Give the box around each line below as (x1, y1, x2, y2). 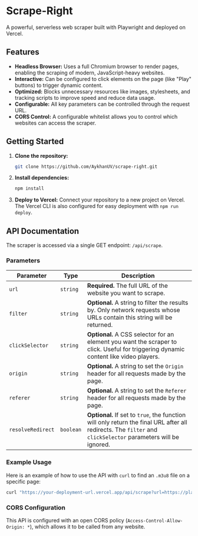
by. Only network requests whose (87, 306, 180, 314)
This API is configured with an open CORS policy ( (6, 516, 128, 524)
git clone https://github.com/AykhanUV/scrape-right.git (14, 164, 158, 170)
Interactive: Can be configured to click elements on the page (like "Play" (14, 75, 192, 82)
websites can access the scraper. (14, 119, 97, 126)
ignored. (87, 440, 110, 449)
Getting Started (6, 137, 64, 147)
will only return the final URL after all (87, 418, 187, 427)
